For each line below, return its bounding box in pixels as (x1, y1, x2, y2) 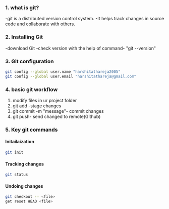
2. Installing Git (5, 33, 43, 40)
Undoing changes (5, 183, 43, 189)
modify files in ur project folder (12, 97, 77, 103)
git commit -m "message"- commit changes (12, 108, 104, 114)
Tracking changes (5, 161, 44, 167)
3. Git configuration (5, 58, 54, 65)
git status (5, 172, 28, 177)
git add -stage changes (12, 103, 62, 109)
